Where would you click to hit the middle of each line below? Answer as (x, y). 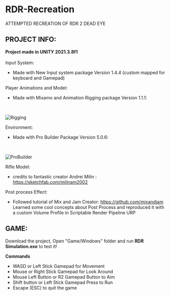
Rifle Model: (18, 167)
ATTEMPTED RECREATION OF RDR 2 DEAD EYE (55, 23)
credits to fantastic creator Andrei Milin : (55, 176)
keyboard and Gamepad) (39, 78)
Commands (18, 256)
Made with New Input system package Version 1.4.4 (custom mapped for (89, 72)
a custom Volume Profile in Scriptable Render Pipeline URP (74, 212)
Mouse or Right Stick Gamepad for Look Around (63, 272)
